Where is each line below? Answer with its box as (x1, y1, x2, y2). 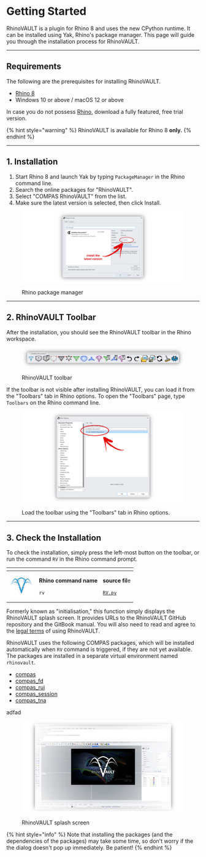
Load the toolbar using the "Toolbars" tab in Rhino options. (21, 509, 170, 516)
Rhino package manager (21, 289, 84, 296)
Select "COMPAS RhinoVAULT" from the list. (15, 192, 127, 200)
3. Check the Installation (6, 532, 102, 543)
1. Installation (6, 157, 58, 167)
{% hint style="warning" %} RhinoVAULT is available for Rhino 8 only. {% (6, 126, 192, 133)
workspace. (6, 335, 36, 342)
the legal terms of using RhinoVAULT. (6, 627, 100, 634)
